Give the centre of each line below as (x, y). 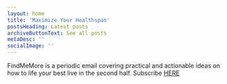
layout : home (26, 14)
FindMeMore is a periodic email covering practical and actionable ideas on (114, 66)
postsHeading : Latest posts (48, 26)
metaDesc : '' (26, 40)
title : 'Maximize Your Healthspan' (59, 20)
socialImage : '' (31, 46)
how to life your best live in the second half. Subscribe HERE (93, 73)
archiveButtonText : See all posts (57, 33)
